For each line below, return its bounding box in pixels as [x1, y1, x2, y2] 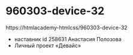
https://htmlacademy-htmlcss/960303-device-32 [5, 24, 128, 31]
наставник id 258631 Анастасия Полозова [14, 35, 122, 42]
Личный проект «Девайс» [14, 42, 81, 49]
